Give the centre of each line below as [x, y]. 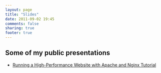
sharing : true [20, 28]
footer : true [19, 33]
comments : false [22, 24]
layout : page [19, 10]
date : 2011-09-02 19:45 [30, 19]
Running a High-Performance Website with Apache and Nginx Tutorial [84, 65]
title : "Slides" [22, 14]
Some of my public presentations [58, 53]
